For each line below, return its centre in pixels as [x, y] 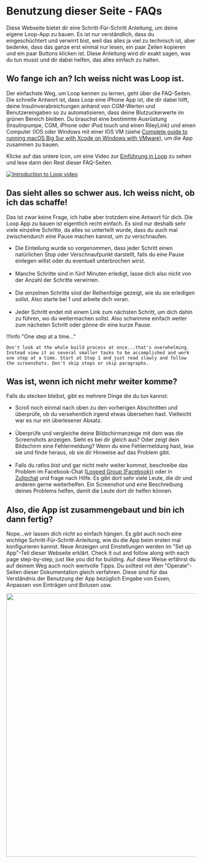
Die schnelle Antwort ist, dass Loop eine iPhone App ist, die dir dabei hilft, [98, 99]
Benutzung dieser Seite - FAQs [84, 11]
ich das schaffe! [37, 203]
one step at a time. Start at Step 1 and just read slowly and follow [96, 358]
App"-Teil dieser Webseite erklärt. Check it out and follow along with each [98, 553]
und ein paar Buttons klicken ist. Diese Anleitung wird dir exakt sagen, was [99, 53]
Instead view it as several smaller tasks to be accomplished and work [98, 353]
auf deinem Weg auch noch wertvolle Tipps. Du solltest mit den [85, 566]
